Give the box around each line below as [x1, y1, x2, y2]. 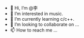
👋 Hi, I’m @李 [10, 5, 38, 11]
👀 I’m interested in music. [10, 11, 64, 17]
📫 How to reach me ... [10, 27, 58, 33]
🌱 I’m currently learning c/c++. [10, 16, 75, 22]
